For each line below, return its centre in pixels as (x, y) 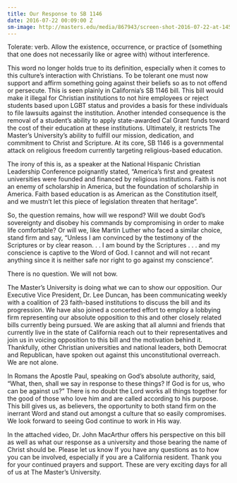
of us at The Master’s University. (54, 472)
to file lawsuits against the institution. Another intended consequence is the (117, 113)
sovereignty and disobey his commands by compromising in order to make (116, 223)
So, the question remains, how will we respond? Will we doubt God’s (107, 215)
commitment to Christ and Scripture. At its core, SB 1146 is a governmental (116, 143)
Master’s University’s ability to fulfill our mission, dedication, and (101, 135)
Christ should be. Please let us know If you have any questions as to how (113, 450)
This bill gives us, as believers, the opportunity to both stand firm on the (112, 406)
